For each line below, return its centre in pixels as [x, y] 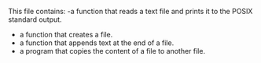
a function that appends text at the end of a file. [97, 43]
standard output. [35, 19]
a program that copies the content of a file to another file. [112, 51]
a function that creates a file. [66, 35]
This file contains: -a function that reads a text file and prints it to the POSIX [130, 11]
